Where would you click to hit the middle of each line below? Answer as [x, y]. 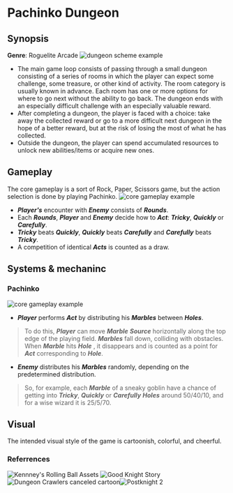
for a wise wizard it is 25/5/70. [68, 402]
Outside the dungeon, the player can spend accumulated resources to [118, 143]
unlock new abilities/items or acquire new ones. [86, 150]
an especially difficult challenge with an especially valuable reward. [114, 106]
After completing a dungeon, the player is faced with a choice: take [114, 113]
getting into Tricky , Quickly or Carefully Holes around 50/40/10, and [124, 395]
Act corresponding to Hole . [63, 353]
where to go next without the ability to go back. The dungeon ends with [120, 98]
